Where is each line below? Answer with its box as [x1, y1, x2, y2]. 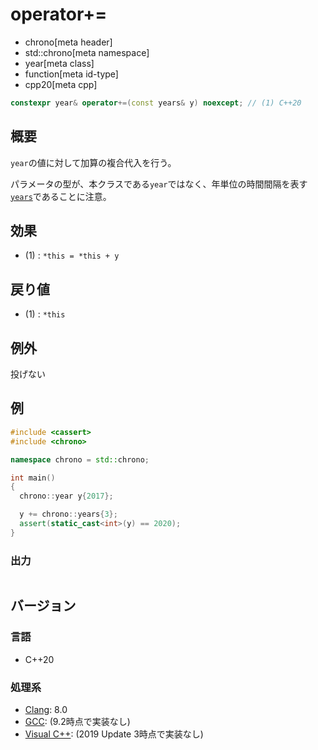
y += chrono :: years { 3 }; [19, 509, 118, 520]
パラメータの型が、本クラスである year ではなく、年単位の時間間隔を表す [10, 178, 308, 190]
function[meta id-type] [24, 68, 119, 80]
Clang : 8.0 [24, 704, 68, 716]
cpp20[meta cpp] [24, 78, 98, 90]
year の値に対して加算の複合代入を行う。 [10, 156, 177, 168]
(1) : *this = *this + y [24, 249, 120, 262]
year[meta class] [24, 57, 95, 69]
